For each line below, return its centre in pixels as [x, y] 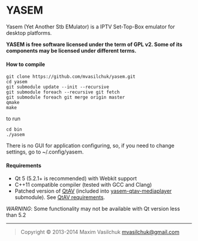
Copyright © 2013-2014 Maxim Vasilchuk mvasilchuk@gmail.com [100, 232]
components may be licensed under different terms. [71, 50]
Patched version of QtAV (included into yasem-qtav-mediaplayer [93, 191]
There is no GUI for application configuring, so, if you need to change [90, 146]
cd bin [14, 130]
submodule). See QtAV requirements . [60, 197]
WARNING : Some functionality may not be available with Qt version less [93, 209]
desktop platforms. [29, 32]
